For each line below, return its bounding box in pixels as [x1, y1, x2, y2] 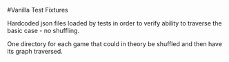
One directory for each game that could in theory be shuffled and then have [7, 40, 223, 48]
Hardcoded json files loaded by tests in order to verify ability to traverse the [7, 19, 222, 27]
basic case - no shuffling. [7, 27, 80, 34]
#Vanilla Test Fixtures [7, 6, 68, 14]
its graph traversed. [7, 48, 63, 55]
